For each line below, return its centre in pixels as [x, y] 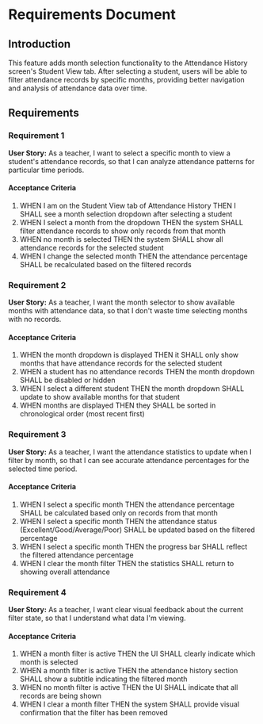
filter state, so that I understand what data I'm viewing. [97, 618]
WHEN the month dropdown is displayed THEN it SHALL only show [129, 355]
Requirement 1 [36, 136]
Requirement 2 [37, 285]
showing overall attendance [65, 572]
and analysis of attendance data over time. [78, 88]
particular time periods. [46, 170]
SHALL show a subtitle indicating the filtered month [103, 679]
